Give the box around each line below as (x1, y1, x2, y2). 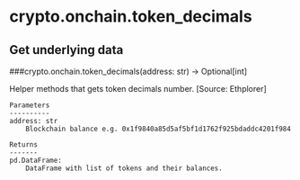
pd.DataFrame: (9, 156, 63, 165)
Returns (9, 140, 39, 149)
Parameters (9, 101, 50, 110)
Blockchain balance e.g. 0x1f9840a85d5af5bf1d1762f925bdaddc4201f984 (25, 124, 292, 133)
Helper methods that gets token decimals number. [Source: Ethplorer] (9, 84, 267, 94)
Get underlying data (9, 42, 124, 58)
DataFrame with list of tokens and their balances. (25, 164, 223, 173)
